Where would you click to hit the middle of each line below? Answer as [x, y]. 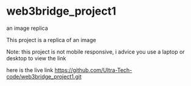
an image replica [27, 28]
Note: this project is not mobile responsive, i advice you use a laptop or [95, 52]
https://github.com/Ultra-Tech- [93, 70]
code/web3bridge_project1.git [44, 76]
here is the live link [30, 70]
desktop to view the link [36, 58]
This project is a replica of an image [51, 40]
